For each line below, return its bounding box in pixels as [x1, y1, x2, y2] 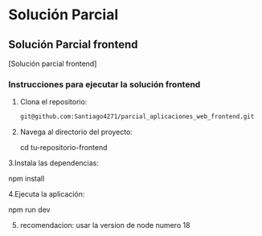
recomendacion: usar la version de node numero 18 [19, 221, 190, 230]
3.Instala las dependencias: [8, 158, 99, 168]
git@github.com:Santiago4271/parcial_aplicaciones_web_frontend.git [19, 112, 255, 121]
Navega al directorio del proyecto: [19, 127, 133, 137]
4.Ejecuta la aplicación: [8, 189, 85, 199]
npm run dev [8, 205, 51, 214]
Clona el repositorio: [19, 97, 88, 107]
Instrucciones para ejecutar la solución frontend [8, 79, 201, 90]
